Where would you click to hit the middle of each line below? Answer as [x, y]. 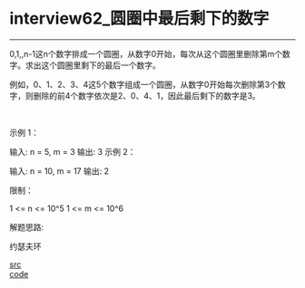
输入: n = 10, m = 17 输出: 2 [59, 171]
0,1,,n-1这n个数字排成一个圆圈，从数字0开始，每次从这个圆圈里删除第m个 [146, 53]
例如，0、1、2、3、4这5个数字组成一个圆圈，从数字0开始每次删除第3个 [144, 84]
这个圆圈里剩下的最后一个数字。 [100, 65]
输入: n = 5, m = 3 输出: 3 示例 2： [73, 151]
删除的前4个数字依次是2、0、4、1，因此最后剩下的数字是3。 [147, 95]
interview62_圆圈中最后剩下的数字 [139, 19]
